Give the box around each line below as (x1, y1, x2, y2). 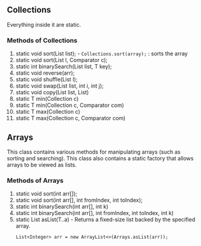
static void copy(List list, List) (15, 89, 89, 96)
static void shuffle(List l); (15, 76, 78, 83)
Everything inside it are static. (7, 21, 81, 28)
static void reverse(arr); (15, 69, 75, 77)
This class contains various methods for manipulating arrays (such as (7, 148, 181, 155)
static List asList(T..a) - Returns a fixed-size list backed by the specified (15, 216, 196, 224)
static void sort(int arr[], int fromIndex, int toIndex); (15, 197, 143, 204)
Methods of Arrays (7, 176, 64, 185)
